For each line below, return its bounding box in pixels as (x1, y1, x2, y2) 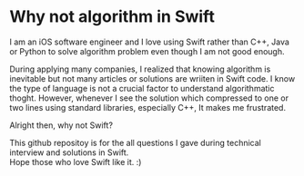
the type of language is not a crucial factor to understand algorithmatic (9, 83, 275, 93)
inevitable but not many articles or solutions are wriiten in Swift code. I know (9, 73, 296, 83)
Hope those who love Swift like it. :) (9, 156, 142, 167)
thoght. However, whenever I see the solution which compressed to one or (9, 93, 289, 103)
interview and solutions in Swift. (9, 147, 129, 158)
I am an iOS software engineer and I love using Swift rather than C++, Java (9, 36, 289, 47)
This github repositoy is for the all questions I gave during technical (9, 137, 261, 148)
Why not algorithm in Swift (9, 6, 216, 27)
